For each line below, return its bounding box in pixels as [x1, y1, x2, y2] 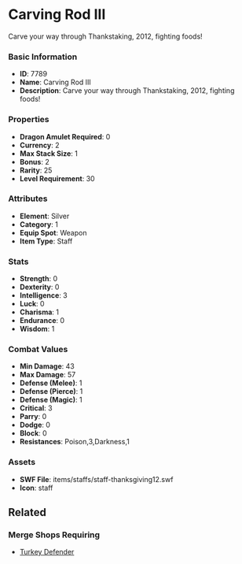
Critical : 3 [19, 403, 53, 413]
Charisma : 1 [19, 307, 59, 317]
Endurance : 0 [19, 316, 65, 325]
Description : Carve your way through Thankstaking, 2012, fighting [19, 86, 235, 95]
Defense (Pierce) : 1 [19, 387, 83, 396]
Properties [8, 114, 49, 125]
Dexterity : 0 [19, 282, 60, 292]
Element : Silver [19, 211, 70, 221]
